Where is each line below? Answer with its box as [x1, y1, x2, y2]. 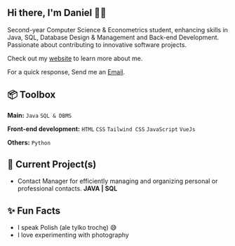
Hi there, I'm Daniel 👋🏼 [7, 7, 107, 19]
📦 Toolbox [7, 89, 56, 101]
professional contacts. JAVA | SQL [17, 184, 118, 193]
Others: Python [7, 138, 51, 146]
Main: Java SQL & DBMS [7, 111, 72, 119]
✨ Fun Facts [7, 205, 61, 217]
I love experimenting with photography [17, 231, 130, 239]
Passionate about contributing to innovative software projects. [7, 40, 187, 49]
